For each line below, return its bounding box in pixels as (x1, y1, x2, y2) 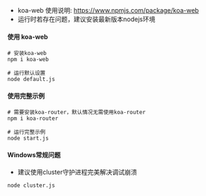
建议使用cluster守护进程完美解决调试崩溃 (17, 168, 137, 176)
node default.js (7, 76, 55, 83)
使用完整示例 (7, 91, 45, 100)
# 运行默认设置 (7, 70, 46, 77)
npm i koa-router (7, 115, 59, 122)
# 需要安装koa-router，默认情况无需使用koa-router (7, 109, 147, 116)
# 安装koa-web (7, 50, 47, 57)
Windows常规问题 (7, 151, 61, 159)
